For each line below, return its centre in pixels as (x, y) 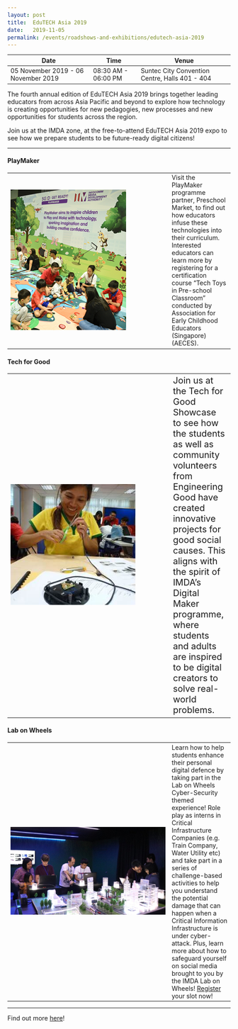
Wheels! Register (197, 988)
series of (185, 867)
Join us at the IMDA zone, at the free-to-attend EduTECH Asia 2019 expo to (118, 130)
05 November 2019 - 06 (47, 71)
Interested (187, 245)
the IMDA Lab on (196, 981)
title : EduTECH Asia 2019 (47, 22)
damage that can (196, 905)
